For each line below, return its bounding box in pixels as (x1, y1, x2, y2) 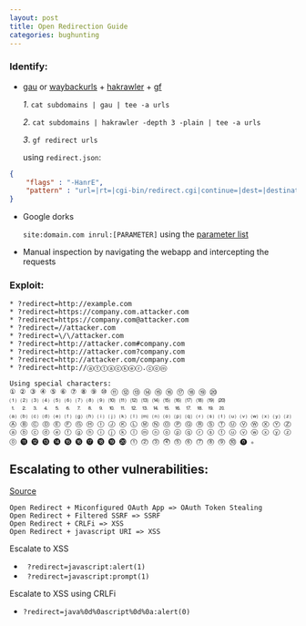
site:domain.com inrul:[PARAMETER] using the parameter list (22, 229, 249, 240)
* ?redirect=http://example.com (9, 300, 132, 309)
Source (9, 486, 36, 497)
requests (22, 256, 56, 267)
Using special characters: (9, 379, 112, 388)
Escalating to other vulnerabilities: (9, 461, 209, 477)
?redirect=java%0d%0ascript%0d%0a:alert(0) (22, 608, 191, 617)
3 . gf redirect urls (22, 134, 98, 145)
